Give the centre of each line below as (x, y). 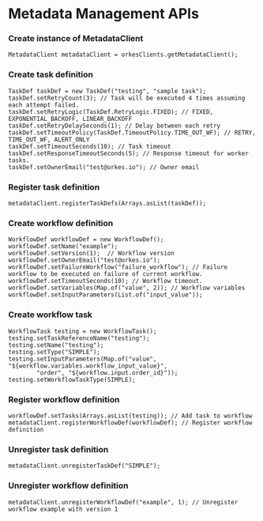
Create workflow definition (61, 223)
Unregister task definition (58, 449)
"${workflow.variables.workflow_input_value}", (88, 366)
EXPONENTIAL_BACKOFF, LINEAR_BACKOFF (70, 119)
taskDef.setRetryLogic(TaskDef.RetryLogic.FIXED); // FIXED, (111, 111)
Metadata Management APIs (104, 14)
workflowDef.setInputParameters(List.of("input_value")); (105, 295)
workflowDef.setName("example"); (63, 247)
